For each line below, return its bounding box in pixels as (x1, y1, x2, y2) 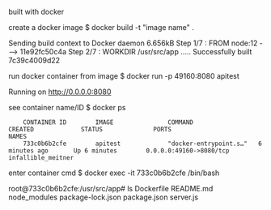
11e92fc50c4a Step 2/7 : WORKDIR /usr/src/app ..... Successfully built (19, 47, 252, 56)
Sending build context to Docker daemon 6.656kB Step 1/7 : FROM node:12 (8, 38, 258, 48)
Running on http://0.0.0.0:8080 (8, 87, 112, 96)
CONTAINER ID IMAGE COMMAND (23, 118, 194, 126)
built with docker (8, 7, 65, 16)
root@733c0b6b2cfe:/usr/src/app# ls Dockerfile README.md (8, 184, 214, 193)
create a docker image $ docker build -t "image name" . (8, 23, 194, 32)
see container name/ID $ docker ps (8, 103, 126, 112)
